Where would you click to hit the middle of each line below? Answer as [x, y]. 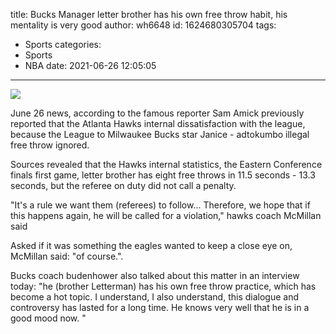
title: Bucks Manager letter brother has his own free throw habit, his [149, 14]
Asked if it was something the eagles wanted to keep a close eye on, [151, 245]
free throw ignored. [50, 145]
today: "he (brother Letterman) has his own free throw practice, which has [163, 286]
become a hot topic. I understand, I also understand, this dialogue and [155, 297]
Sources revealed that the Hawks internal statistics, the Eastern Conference [166, 164]
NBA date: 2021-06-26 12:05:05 [90, 65]
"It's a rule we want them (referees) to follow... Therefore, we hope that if [160, 205]
